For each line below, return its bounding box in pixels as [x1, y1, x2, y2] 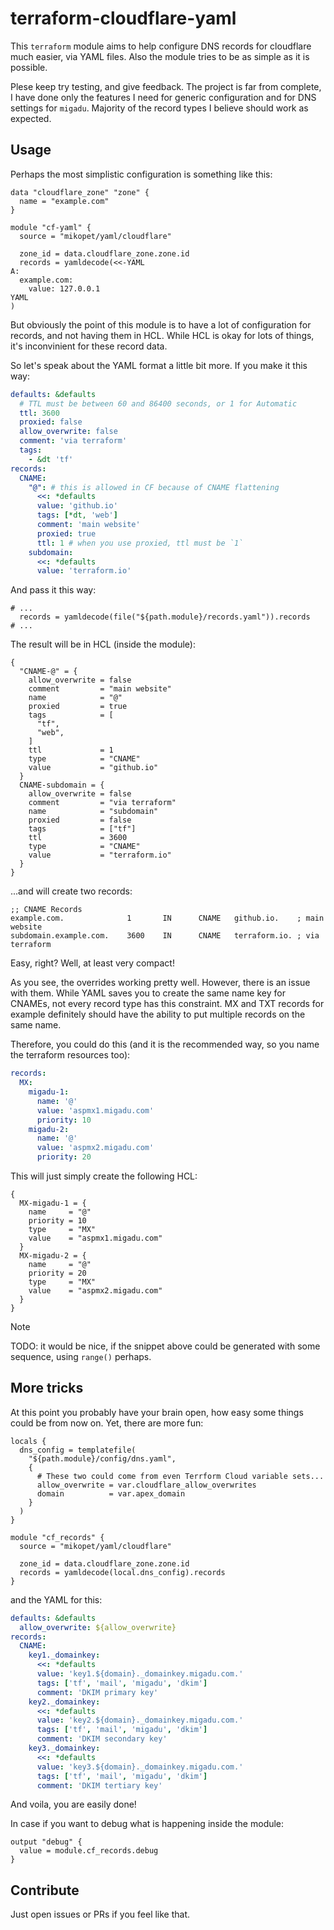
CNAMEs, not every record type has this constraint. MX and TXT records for [10, 998, 325, 1010]
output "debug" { [10, 1837, 83, 1847]
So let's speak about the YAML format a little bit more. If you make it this [10, 359, 308, 371]
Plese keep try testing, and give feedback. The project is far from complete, [10, 80, 322, 92]
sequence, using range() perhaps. [10, 1351, 152, 1362]
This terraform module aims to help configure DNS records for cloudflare [10, 40, 312, 52]
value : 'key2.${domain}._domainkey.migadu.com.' [36, 1715, 244, 1726]
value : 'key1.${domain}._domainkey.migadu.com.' [36, 1669, 244, 1679]
